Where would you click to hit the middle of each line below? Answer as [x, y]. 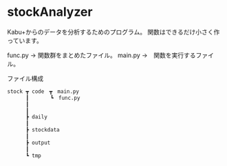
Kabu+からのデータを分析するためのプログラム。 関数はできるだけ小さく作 [113, 32]
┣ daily [36, 117]
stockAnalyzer [50, 12]
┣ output [38, 143]
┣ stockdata [42, 130]
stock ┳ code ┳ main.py [43, 91]
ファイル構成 [25, 78]
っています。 [25, 40]
